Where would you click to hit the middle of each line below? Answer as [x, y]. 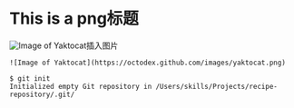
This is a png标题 [74, 19]
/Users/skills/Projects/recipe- [217, 86]
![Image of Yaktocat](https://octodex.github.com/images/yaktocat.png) [147, 63]
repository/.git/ [42, 94]
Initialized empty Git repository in [81, 86]
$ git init [30, 78]
